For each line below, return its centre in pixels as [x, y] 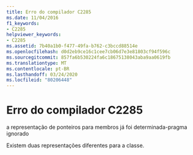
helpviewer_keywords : [34, 35]
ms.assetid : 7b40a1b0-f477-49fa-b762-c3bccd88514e [72, 46]
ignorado [18, 134]
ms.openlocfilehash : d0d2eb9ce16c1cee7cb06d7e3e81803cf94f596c [89, 52]
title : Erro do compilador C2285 [49, 12]
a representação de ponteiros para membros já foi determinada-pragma [97, 127]
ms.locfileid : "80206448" [39, 80]
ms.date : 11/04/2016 [33, 18]
